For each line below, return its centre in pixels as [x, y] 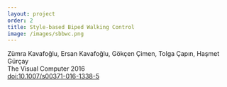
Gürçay [18, 62]
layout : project [31, 14]
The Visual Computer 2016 [46, 69]
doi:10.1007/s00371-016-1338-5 [54, 76]
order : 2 [20, 21]
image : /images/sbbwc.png [45, 34]
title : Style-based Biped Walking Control [71, 27]
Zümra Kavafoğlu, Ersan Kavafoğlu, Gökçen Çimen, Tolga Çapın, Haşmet [113, 54]
